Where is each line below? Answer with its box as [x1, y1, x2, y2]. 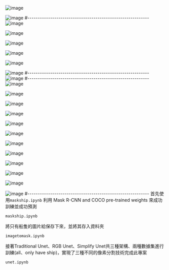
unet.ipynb [5, 260, 29, 265]
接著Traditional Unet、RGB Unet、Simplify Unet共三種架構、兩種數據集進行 [5, 243, 164, 249]
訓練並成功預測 [5, 203, 37, 210]
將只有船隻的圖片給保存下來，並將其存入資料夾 [5, 223, 104, 229]
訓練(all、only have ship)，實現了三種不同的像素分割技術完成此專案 [5, 250, 147, 256]
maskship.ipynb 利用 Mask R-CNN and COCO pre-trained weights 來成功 [10, 197, 163, 203]
